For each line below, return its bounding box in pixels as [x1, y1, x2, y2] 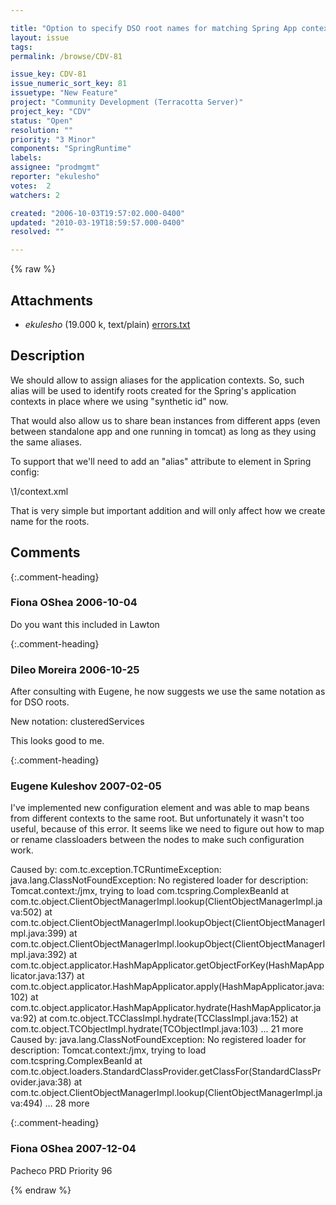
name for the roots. [10, 515, 90, 527]
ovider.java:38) [10, 1076, 72, 1088]
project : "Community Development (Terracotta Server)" [10, 97, 244, 107]
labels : [10, 153, 43, 163]
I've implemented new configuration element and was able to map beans [10, 802, 310, 814]
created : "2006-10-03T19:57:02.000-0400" [10, 208, 186, 218]
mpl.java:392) [10, 949, 67, 961]
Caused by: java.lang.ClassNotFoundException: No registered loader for [10, 1034, 307, 1046]
